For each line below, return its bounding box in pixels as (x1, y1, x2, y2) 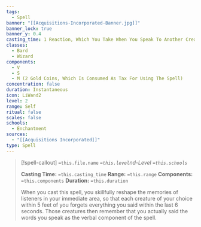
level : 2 (6, 98, 28, 104)
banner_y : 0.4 (6, 31, 42, 37)
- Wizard (11, 53, 33, 59)
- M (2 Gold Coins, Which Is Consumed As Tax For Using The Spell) (11, 75, 184, 81)
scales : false (6, 114, 42, 120)
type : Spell (6, 142, 36, 149)
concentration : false (6, 81, 60, 87)
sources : (6, 131, 28, 138)
